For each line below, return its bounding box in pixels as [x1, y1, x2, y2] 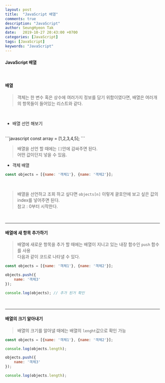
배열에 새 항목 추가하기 [5, 229, 48, 236]
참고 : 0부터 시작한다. [17, 203, 58, 209]
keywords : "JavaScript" [5, 44, 54, 49]
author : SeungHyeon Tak [5, 26, 54, 30]
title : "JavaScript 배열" [5, 12, 58, 17]
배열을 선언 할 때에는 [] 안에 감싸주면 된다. [17, 146, 98, 152]
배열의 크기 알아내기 [5, 316, 43, 322]
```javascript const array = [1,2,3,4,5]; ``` [5, 136, 85, 141]
